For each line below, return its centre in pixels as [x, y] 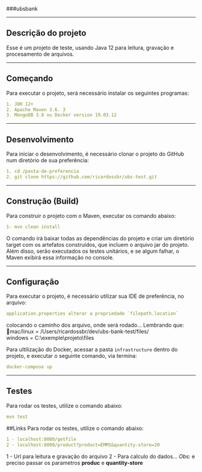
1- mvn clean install [33, 227]
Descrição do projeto [46, 33]
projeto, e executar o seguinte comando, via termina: [72, 356]
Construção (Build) [43, 201]
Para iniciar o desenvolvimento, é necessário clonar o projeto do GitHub [95, 154]
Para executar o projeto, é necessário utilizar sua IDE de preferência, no [95, 296]
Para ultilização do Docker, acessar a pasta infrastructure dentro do [92, 349]
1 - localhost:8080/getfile [41, 439]
